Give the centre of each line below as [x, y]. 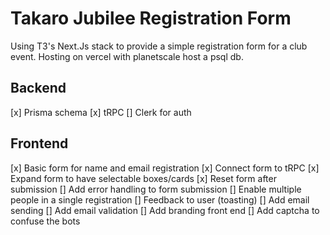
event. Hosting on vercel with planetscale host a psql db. [127, 56]
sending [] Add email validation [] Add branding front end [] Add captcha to [165, 210]
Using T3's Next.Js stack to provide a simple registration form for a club [159, 46]
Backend [38, 88]
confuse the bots [45, 221]
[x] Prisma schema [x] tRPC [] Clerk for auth [101, 112]
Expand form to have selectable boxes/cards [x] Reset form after [143, 178]
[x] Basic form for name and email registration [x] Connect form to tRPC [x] [165, 168]
